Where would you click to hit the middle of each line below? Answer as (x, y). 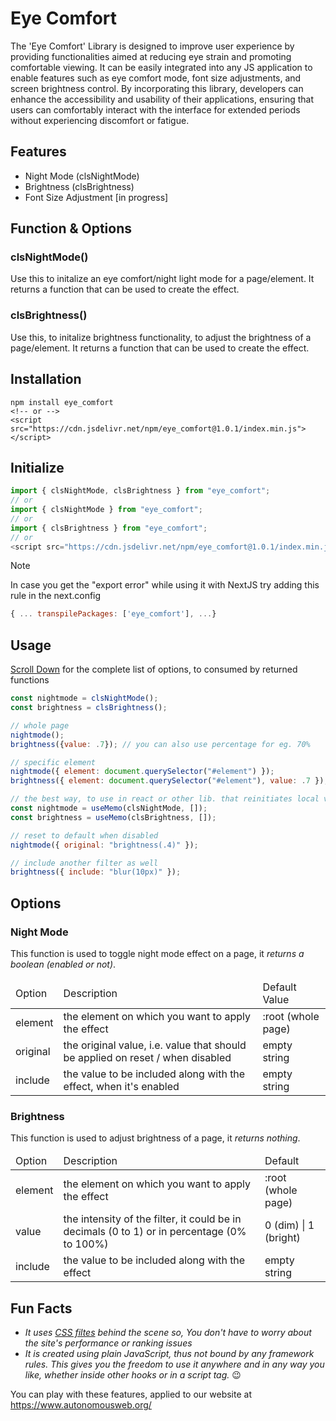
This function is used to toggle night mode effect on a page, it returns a (157, 953)
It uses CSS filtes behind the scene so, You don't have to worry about (168, 1333)
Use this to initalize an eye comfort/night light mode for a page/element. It (162, 279)
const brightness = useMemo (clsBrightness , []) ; (113, 817)
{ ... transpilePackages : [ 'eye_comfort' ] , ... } (113, 614)
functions (30, 680)
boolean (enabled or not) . (63, 964)
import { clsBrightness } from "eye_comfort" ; (109, 528)
